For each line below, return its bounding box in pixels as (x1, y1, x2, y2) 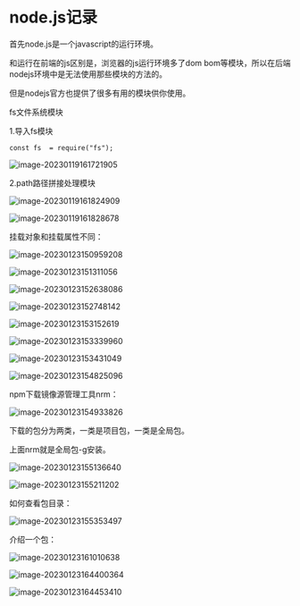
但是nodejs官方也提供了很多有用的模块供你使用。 (9, 88, 191, 98)
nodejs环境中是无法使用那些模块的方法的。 (9, 68, 168, 80)
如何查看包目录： (9, 497, 72, 509)
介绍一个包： (9, 534, 56, 544)
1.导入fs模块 (9, 125, 54, 136)
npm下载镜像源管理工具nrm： (9, 389, 119, 400)
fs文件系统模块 (9, 106, 64, 117)
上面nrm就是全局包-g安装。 (9, 443, 112, 455)
